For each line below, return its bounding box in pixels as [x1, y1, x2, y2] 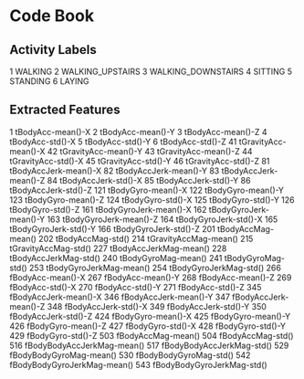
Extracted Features [9, 102, 121, 118]
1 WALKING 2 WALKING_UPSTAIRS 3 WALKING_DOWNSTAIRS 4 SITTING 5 [9, 66, 293, 77]
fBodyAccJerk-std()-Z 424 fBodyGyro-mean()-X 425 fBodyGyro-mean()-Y [9, 311, 291, 321]
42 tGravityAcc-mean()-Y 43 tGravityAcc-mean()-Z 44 [47, 145, 253, 156]
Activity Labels [9, 42, 98, 58]
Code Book [9, 5, 94, 26]
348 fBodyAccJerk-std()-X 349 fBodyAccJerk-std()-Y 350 [47, 300, 267, 311]
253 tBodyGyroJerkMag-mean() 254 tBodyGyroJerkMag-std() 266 [28, 262, 281, 273]
